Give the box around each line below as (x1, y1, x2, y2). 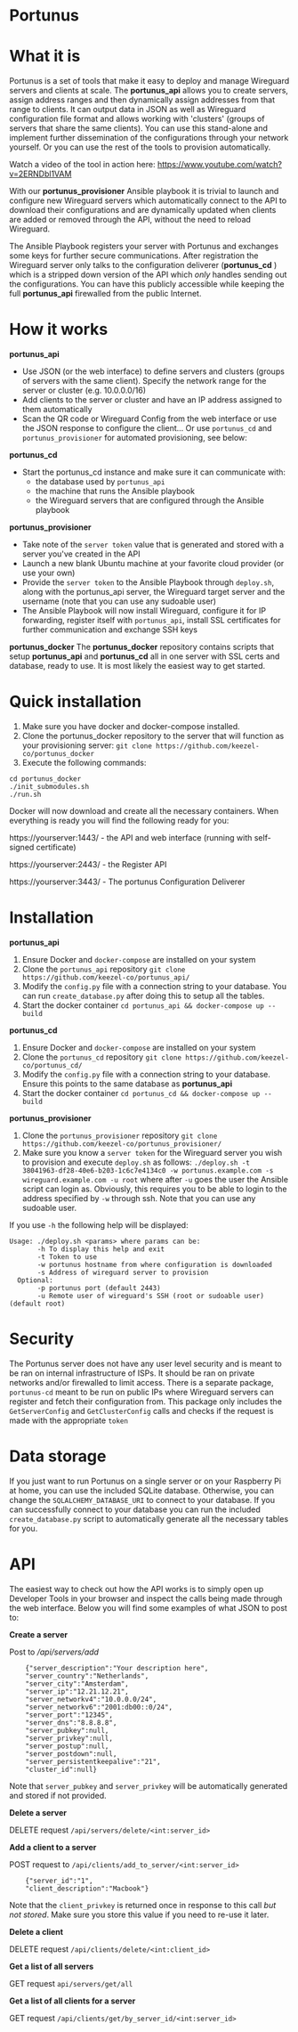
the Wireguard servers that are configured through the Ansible (35, 495, 264, 506)
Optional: (17, 1275, 53, 1285)
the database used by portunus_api (35, 476, 165, 487)
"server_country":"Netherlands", (25, 1671, 149, 1680)
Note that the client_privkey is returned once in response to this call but (9, 1899, 277, 1910)
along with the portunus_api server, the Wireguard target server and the (21, 587, 286, 597)
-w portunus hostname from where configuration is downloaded (36, 1260, 273, 1269)
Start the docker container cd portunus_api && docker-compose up (21, 999, 264, 1011)
